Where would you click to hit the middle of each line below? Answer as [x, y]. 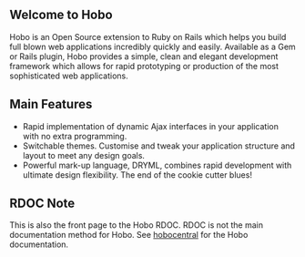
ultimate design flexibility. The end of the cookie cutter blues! [137, 175]
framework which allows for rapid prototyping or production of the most [144, 66]
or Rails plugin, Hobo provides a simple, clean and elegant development [144, 56]
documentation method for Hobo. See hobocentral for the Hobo [129, 235]
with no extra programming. [75, 136]
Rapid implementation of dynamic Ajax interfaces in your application [151, 126]
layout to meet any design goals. [84, 155]
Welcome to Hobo [61, 15]
